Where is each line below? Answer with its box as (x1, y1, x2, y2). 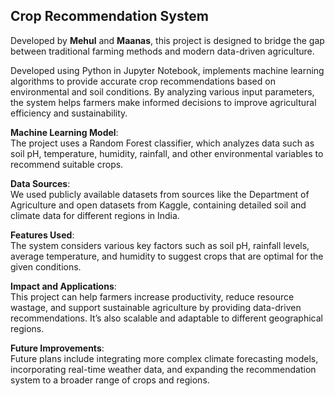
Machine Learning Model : (10, 126, 119, 138)
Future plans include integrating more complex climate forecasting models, (10, 352, 319, 364)
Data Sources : (10, 177, 71, 189)
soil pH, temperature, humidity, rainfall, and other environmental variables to (10, 147, 324, 159)
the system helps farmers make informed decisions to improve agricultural (10, 96, 317, 108)
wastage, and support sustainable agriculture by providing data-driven (10, 301, 302, 313)
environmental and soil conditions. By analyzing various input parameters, (10, 85, 315, 98)
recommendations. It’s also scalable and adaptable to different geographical (10, 312, 323, 324)
